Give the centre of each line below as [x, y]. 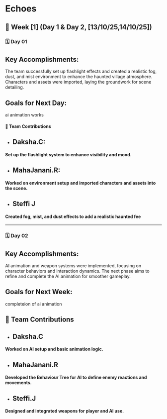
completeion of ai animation [34, 304]
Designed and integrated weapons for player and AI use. [65, 411]
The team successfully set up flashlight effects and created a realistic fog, [81, 71]
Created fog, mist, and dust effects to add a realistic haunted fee [73, 216]
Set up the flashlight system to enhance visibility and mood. [68, 154]
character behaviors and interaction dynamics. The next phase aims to [78, 271]
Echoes [21, 9]
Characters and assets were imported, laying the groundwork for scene [78, 82]
